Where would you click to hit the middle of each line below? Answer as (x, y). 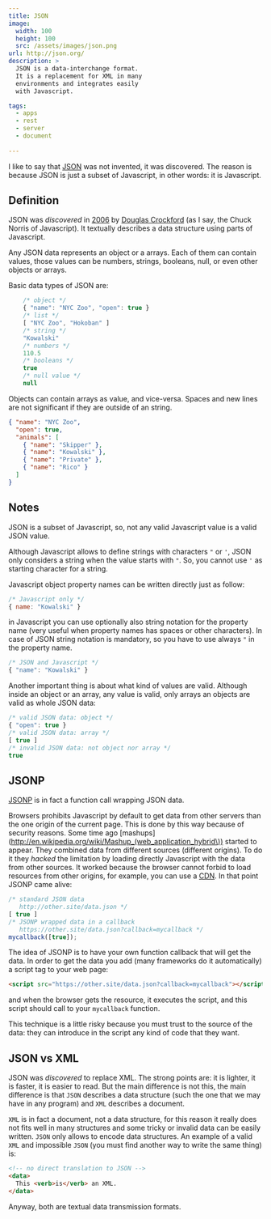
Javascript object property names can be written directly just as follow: (127, 584)
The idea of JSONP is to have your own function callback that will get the (130, 953)
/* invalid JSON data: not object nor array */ (90, 748)
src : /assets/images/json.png (66, 46)
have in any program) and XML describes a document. (97, 1104)
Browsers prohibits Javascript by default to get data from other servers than (135, 816)
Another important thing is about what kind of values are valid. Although (128, 686)
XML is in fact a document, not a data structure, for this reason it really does (133, 1119)
